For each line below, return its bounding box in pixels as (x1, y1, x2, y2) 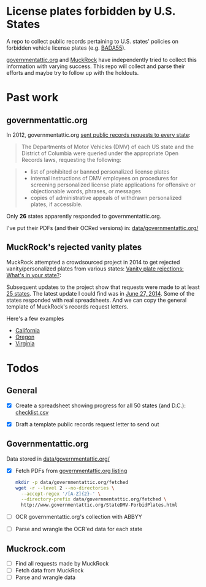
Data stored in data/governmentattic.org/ (6, 455, 110, 462)
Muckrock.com (6, 543, 66, 554)
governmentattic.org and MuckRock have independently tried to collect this (6, 56, 197, 63)
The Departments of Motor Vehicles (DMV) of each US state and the (21, 143, 194, 150)
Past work (6, 91, 59, 105)
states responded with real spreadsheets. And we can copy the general (6, 296, 187, 304)
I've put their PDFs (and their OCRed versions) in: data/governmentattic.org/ (6, 224, 199, 231)
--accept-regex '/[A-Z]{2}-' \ (21, 491, 101, 497)
